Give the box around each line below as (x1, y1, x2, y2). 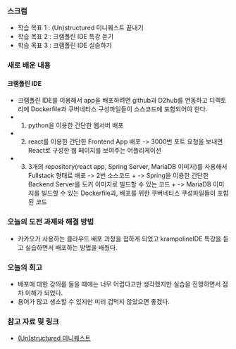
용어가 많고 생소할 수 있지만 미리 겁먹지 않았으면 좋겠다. (17, 298, 170, 306)
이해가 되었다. (25, 288, 63, 297)
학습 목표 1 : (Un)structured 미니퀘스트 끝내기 (17, 23, 144, 32)
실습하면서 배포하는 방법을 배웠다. (25, 243, 118, 251)
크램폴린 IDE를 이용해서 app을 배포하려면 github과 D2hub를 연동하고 (17, 96, 208, 105)
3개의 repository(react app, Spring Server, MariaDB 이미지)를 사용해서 (27, 163, 228, 171)
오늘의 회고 (7, 262, 43, 272)
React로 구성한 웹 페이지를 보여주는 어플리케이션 (27, 146, 162, 155)
